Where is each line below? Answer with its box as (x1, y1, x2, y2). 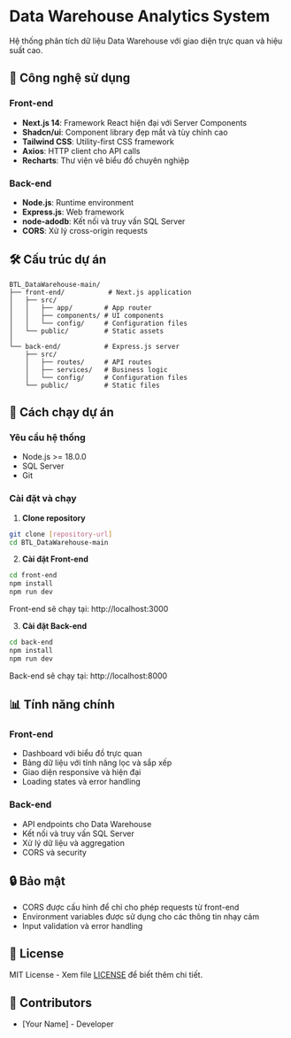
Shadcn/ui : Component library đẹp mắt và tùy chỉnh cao (21, 127, 228, 137)
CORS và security (21, 847, 87, 857)
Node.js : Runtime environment (21, 197, 134, 207)
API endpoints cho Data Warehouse (21, 818, 152, 829)
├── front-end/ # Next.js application (9, 288, 192, 297)
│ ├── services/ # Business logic (25, 365, 168, 374)
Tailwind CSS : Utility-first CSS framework (21, 136, 174, 147)
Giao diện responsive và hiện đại (21, 767, 142, 778)
